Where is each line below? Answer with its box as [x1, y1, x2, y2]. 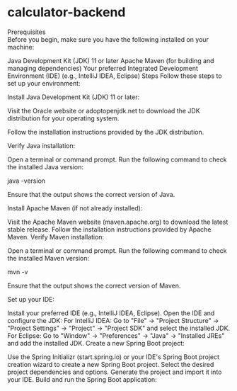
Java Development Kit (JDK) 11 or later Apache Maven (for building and [7, 56, 214, 64]
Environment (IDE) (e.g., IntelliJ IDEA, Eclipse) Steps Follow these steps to [7, 72, 222, 80]
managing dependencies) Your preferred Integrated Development [7, 64, 198, 72]
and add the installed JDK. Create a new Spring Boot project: [7, 339, 185, 347]
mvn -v [7, 267, 28, 276]
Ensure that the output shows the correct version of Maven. [7, 281, 181, 290]
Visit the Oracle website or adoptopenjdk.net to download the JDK [7, 106, 200, 115]
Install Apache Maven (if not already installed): [7, 203, 143, 212]
